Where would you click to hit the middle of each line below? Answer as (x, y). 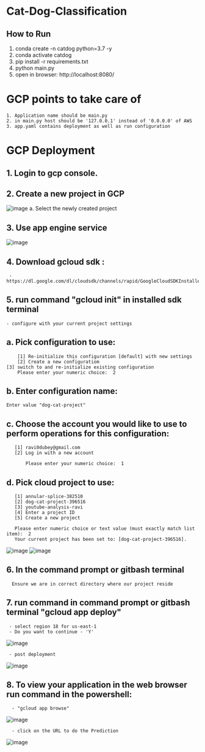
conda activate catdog (43, 55)
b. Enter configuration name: (62, 391)
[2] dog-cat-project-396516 (50, 502)
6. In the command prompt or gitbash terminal (95, 570)
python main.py (35, 68)
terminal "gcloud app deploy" (64, 612)
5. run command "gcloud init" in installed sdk (94, 300)
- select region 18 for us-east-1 (53, 626)
